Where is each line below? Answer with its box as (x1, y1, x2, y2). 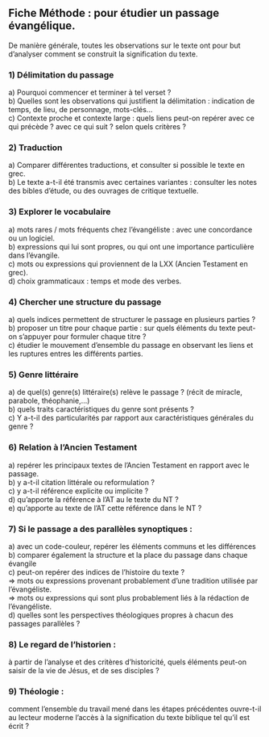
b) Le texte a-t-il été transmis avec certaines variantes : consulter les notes (8, 178, 258, 187)
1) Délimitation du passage (8, 69, 114, 80)
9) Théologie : (8, 686, 64, 697)
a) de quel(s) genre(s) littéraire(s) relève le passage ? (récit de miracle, (8, 387, 243, 397)
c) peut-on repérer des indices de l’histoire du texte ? (8, 567, 185, 576)
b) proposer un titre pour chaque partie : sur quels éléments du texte (8, 323, 236, 333)
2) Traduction (8, 142, 63, 153)
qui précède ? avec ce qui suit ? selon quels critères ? (8, 122, 187, 132)
